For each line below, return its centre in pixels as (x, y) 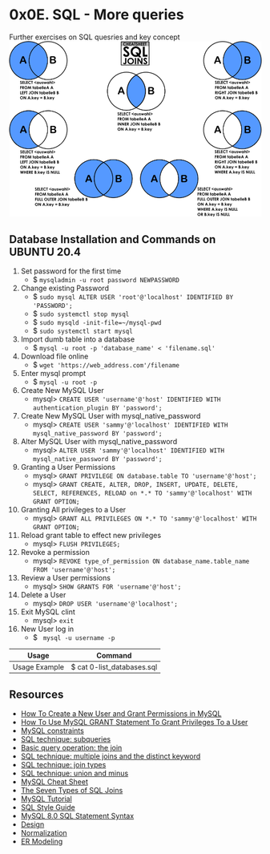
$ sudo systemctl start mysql (83, 331)
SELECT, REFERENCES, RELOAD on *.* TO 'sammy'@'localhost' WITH (142, 494)
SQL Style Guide (48, 807)
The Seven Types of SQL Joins (72, 791)
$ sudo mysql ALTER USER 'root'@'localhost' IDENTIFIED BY (133, 297)
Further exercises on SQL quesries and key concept (95, 37)
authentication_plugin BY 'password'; (97, 408)
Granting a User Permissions (68, 467)
